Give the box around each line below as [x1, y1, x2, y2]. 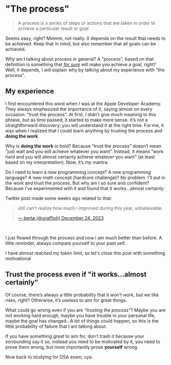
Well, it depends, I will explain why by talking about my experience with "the [5, 67, 165, 73]
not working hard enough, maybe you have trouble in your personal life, [5, 312, 156, 319]
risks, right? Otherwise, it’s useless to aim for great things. [5, 297, 128, 303]
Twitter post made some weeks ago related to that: [5, 195, 112, 201]
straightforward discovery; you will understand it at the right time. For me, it [5, 122, 164, 128]
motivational [5, 255, 32, 262]
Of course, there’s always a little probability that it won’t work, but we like [5, 292, 159, 298]
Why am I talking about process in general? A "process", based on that [5, 56, 154, 62]
